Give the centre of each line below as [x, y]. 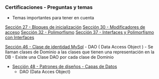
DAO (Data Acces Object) [45, 72]
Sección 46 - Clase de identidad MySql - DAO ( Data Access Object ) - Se [79, 47]
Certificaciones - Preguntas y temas [49, 7]
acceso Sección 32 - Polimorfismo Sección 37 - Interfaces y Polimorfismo [80, 32]
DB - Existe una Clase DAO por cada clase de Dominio [59, 57]
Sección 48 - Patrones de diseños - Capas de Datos [64, 66]
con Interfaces [20, 37]
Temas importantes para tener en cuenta [53, 18]
